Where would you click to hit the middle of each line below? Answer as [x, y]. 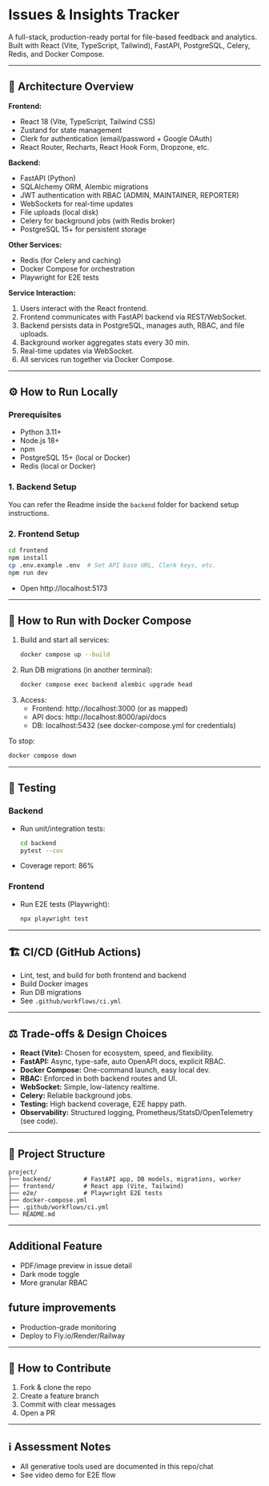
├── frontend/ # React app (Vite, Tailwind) [96, 1186]
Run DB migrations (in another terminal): [86, 670]
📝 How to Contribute [60, 1369]
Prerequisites [35, 415]
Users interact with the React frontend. [84, 308]
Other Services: [35, 244]
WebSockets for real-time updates [76, 203]
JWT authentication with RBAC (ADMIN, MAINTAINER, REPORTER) [129, 195]
